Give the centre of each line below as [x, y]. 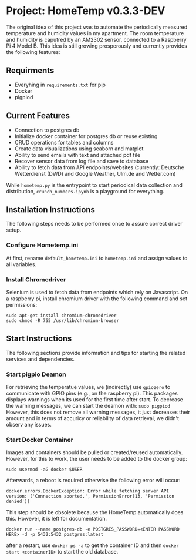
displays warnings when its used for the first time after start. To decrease [94, 400]
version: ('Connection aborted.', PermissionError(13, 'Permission [90, 497]
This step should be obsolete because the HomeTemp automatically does [95, 512]
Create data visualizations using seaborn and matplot [79, 149]
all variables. [21, 264]
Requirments [30, 71]
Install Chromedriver [36, 279]
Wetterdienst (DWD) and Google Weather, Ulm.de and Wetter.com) [95, 173]
